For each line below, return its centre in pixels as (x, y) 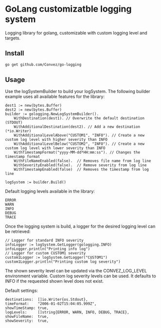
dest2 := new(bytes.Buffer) (34, 110)
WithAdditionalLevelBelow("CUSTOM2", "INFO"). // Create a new (79, 144)
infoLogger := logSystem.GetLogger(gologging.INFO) (58, 245)
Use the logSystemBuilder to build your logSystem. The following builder (78, 92)
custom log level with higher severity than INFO (56, 140)
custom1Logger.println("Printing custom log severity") (63, 262)
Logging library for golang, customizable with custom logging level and (76, 33)
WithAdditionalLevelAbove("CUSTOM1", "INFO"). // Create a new (79, 135)
